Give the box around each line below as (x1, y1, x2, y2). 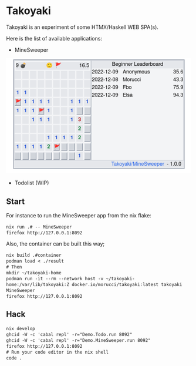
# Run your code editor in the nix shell (6, 349, 109, 355)
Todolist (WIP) (14, 179, 49, 186)
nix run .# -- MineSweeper (6, 224, 72, 230)
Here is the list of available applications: (6, 35, 103, 42)
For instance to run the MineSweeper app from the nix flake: (6, 212, 151, 219)
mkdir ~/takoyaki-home (6, 270, 62, 276)
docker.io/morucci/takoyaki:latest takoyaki (71, 282, 183, 288)
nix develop (6, 325, 35, 331)
